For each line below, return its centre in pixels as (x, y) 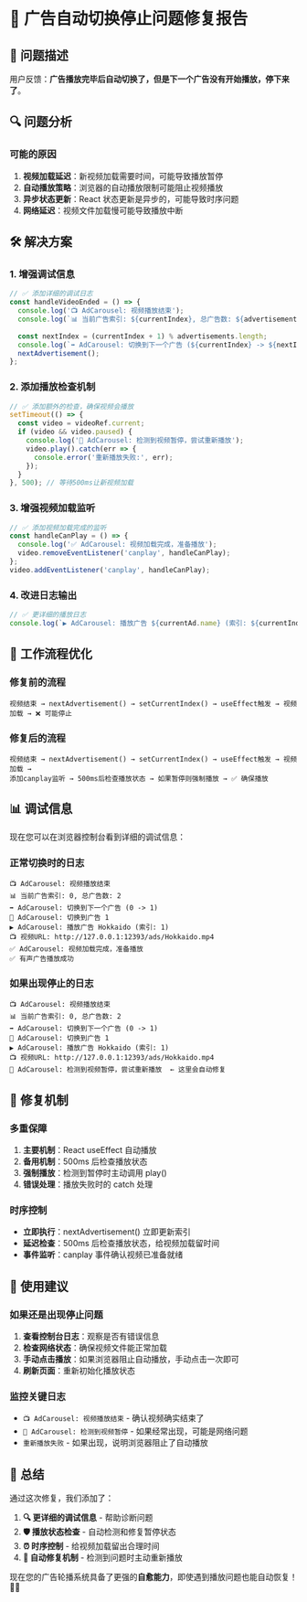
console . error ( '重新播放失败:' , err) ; (103, 457)
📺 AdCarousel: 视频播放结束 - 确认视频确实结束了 (113, 1418)
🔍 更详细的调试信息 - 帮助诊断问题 (88, 1518)
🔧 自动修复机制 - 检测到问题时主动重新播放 (102, 1558)
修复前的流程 (38, 682)
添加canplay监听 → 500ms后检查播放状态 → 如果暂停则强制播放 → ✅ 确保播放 (139, 778)
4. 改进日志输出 (43, 595)
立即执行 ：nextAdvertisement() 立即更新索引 (106, 1232)
